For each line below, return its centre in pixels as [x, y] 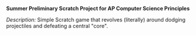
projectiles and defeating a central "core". [57, 26]
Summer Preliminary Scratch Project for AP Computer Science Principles [98, 8]
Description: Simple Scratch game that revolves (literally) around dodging [96, 20]
